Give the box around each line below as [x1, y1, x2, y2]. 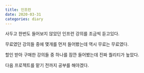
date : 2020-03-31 [5, 12, 41, 17]
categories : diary [5, 16, 43, 21]
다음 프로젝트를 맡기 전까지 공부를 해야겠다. [5, 63, 89, 69]
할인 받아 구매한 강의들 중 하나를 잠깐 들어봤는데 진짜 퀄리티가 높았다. [5, 52, 140, 58]
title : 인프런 [5, 7, 31, 12]
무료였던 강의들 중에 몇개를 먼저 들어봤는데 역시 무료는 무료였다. [5, 41, 129, 47]
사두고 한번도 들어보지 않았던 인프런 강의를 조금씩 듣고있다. [5, 31, 120, 37]
